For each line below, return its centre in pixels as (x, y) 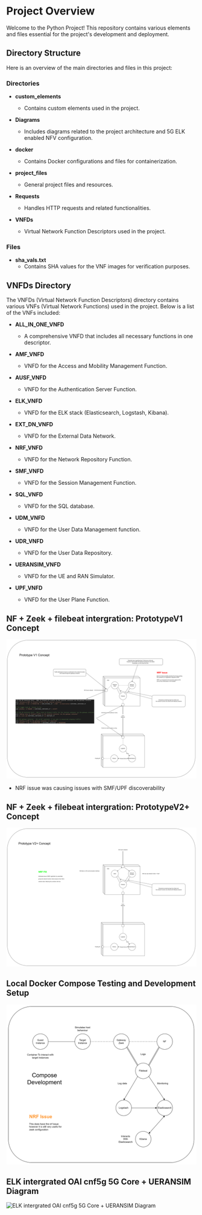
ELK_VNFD (29, 401)
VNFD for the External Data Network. (70, 436)
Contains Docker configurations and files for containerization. (100, 162)
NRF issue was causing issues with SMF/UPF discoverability (90, 788)
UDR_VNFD (29, 541)
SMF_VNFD (29, 471)
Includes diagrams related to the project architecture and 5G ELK (105, 131)
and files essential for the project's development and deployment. (88, 34)
